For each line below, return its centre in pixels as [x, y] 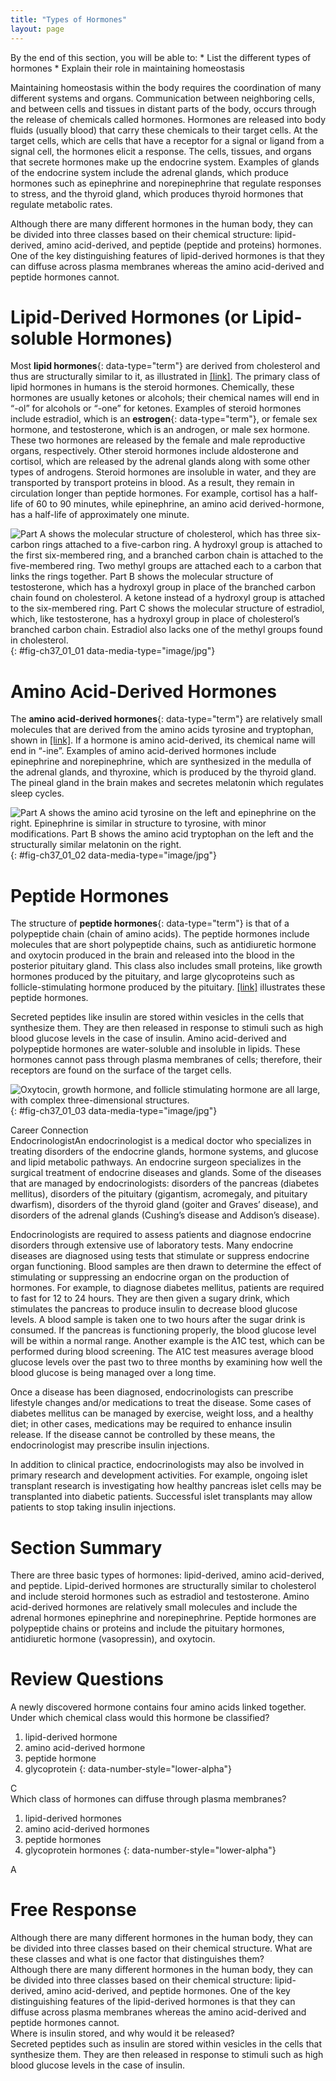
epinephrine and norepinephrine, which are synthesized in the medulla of [161, 762]
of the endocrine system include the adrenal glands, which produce [149, 172]
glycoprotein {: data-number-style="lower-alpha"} [128, 1769]
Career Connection [49, 1130]
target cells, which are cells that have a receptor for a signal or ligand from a [167, 140]
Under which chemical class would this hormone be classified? [140, 1718]
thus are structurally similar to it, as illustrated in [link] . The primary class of [165, 377]
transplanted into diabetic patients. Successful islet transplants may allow [161, 1497]
